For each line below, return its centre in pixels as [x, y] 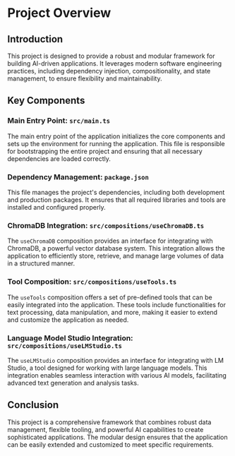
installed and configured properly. [56, 207]
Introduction [35, 39]
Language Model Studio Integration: [70, 338]
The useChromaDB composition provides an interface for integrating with [110, 241]
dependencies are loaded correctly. [59, 158]
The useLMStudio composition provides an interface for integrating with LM [116, 360]
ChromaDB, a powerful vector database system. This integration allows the [116, 248]
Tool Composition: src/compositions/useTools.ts [92, 282]
